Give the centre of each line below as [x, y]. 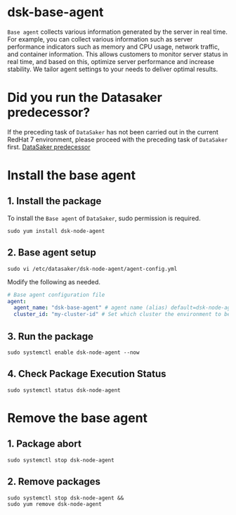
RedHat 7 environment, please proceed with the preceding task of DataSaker [118, 139]
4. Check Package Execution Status [87, 374]
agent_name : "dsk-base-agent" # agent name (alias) [91, 308]
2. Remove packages [54, 482]
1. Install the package [54, 201]
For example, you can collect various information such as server [100, 39]
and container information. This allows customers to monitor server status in [118, 54]
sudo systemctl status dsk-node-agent [64, 390]
